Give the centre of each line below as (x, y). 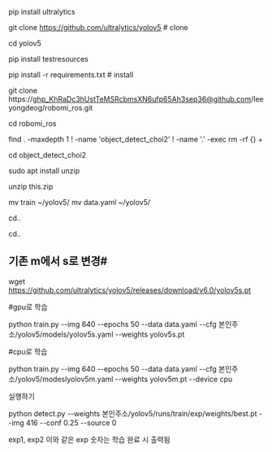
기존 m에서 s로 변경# (58, 261)
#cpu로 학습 (28, 351)
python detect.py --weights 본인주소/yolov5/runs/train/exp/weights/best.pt (133, 413)
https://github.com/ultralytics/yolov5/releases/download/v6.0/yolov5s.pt (130, 290)
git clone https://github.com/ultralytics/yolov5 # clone (98, 27)
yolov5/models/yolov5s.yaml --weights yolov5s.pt (101, 334)
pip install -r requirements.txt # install (71, 75)
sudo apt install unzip (44, 171)
